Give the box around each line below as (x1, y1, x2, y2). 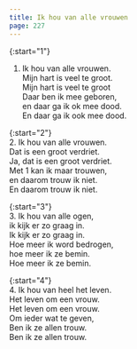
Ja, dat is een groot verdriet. (9, 155, 112, 166)
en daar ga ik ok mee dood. (21, 100, 122, 111)
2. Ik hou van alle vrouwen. (9, 137, 108, 147)
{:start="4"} (9, 274, 52, 285)
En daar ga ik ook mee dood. (21, 110, 127, 121)
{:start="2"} (9, 127, 52, 138)
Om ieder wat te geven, (9, 313, 95, 323)
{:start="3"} (9, 201, 52, 211)
